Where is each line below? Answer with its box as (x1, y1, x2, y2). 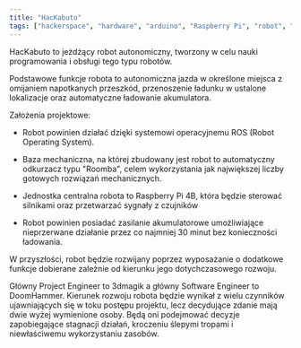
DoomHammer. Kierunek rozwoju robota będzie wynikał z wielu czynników (9, 290, 285, 300)
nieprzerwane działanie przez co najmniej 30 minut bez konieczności (21, 226, 278, 238)
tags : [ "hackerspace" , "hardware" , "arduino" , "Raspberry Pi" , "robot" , (9, 22, 287, 30)
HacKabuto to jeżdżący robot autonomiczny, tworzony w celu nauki (9, 46, 258, 57)
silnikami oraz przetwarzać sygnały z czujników (21, 199, 199, 211)
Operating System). (21, 136, 95, 147)
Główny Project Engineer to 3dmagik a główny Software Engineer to (9, 280, 260, 291)
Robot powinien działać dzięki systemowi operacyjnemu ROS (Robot (21, 126, 275, 137)
